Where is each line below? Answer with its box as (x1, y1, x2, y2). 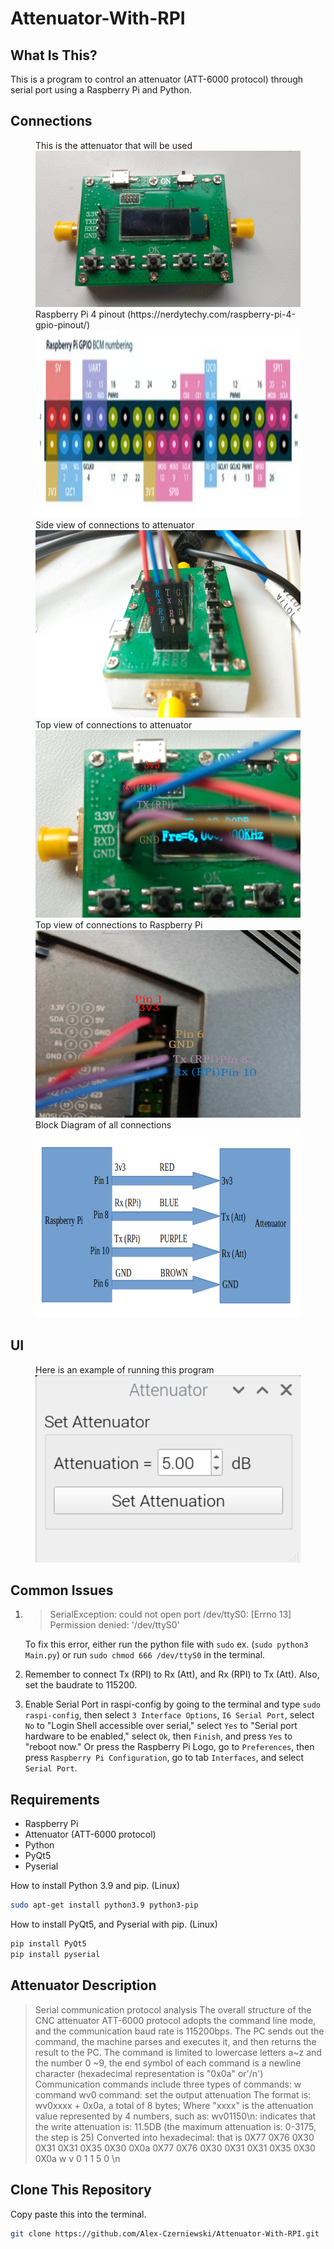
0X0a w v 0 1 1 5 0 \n (34, 2152, 121, 2164)
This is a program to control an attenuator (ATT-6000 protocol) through (10, 73, 304, 85)
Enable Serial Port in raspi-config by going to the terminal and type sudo (24, 1698, 321, 1711)
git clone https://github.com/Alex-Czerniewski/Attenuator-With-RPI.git (10, 2228, 320, 2239)
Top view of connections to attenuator (35, 718, 193, 731)
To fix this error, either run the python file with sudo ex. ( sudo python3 (24, 1638, 309, 1651)
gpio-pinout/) (35, 318, 91, 331)
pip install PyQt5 (10, 1939, 87, 1949)
